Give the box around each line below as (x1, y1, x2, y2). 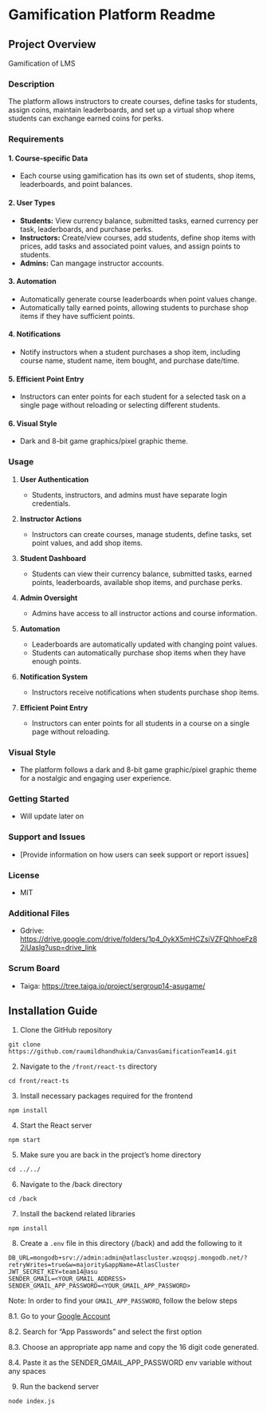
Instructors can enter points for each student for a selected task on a (19, 392, 246, 401)
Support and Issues (8, 831, 86, 842)
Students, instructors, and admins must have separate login (31, 490, 228, 500)
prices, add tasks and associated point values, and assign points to (19, 241, 241, 251)
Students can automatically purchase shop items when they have (31, 647, 246, 657)
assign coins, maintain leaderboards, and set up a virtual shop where (8, 105, 235, 115)
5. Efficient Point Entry (8, 374, 84, 384)
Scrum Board (8, 963, 61, 974)
